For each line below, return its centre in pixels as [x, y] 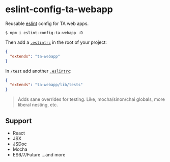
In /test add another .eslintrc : [38, 71]
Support [19, 121]
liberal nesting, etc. [38, 105]
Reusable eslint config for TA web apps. [47, 23]
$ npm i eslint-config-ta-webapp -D [44, 33]
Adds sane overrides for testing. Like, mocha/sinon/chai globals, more [91, 99]
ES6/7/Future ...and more [39, 155]
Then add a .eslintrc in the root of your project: [56, 42]
